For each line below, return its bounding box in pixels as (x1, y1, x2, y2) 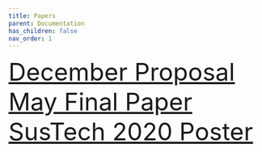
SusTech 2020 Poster (8, 116, 253, 147)
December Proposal (8, 57, 235, 87)
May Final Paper (8, 87, 192, 117)
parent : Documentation (8, 19, 85, 27)
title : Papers (8, 11, 57, 20)
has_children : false (8, 27, 78, 35)
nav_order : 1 (8, 34, 53, 43)
